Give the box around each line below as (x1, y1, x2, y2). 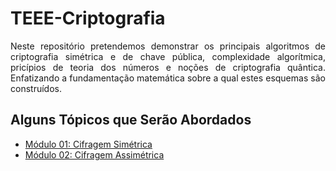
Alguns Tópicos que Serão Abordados (10, 112, 252, 129)
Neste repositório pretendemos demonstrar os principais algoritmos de (10, 40, 326, 52)
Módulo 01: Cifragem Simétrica (24, 138, 153, 150)
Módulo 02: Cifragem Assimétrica (24, 148, 165, 161)
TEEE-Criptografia (10, 7, 166, 30)
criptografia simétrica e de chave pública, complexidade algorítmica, (10, 50, 326, 62)
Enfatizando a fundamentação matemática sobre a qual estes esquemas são (10, 72, 326, 84)
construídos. (10, 82, 62, 94)
